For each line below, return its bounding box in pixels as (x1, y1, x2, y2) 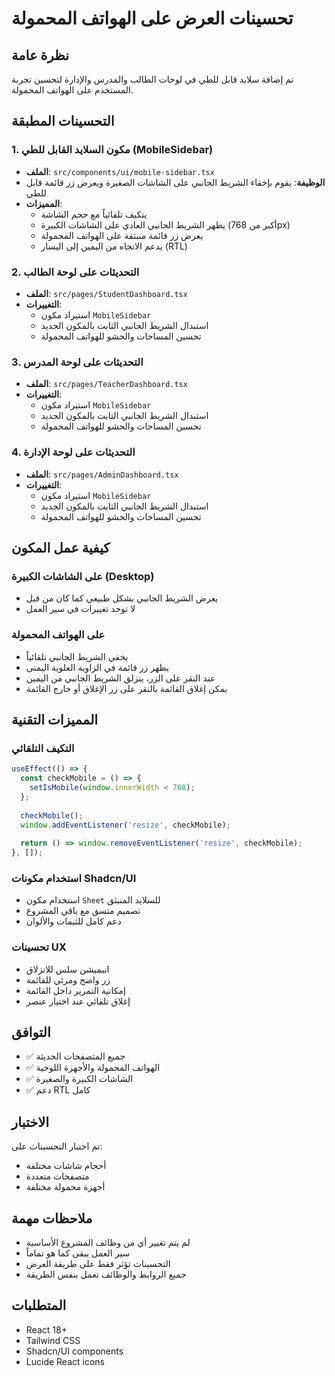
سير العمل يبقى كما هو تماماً (25, 1247, 131, 1259)
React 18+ (25, 1323, 68, 1336)
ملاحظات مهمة (11, 1210, 93, 1227)
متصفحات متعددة (25, 1170, 90, 1182)
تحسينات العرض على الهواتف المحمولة (11, 7, 294, 30)
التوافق (11, 1023, 51, 1041)
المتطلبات (11, 1297, 67, 1314)
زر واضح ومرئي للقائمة (25, 973, 111, 986)
